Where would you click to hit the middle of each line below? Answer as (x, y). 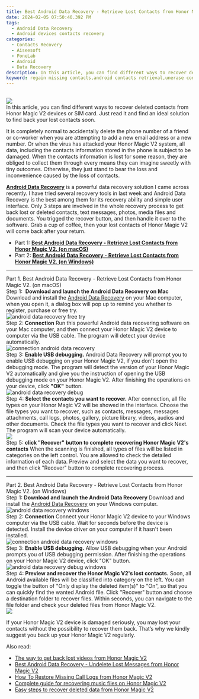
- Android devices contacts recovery (58, 34)
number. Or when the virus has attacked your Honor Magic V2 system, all (96, 144)
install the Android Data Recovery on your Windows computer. (82, 504)
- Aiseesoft (26, 51)
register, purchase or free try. (42, 310)
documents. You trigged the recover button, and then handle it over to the (96, 219)
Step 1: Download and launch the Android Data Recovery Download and (95, 498)
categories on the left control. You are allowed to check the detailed (89, 455)
